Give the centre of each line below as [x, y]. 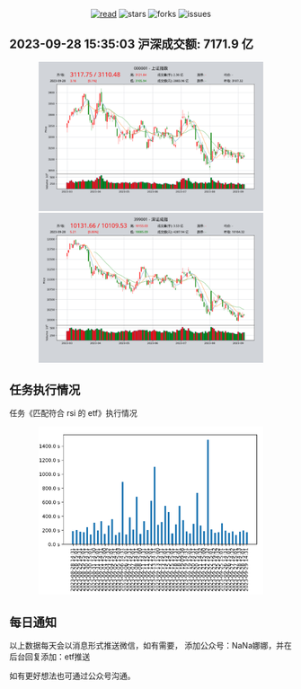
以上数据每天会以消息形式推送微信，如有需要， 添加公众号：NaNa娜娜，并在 [150, 646]
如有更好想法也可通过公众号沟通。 [72, 676]
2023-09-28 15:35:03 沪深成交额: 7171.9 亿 [132, 44]
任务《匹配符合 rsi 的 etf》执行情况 [73, 413]
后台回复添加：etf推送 [50, 657]
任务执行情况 [45, 390]
